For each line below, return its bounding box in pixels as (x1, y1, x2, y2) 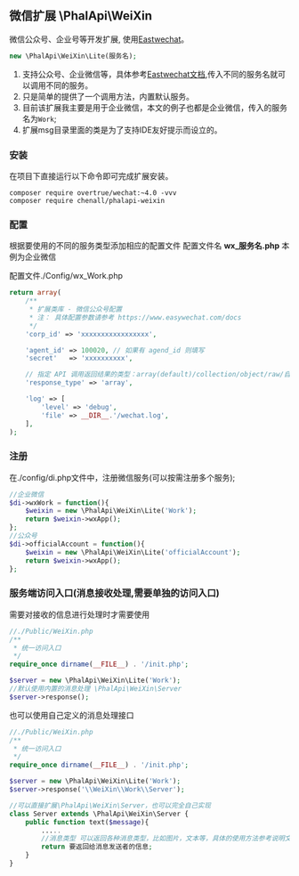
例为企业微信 (9, 252, 56, 263)
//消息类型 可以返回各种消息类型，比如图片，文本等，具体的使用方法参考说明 (41, 834, 285, 843)
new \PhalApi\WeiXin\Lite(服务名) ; (9, 52, 137, 61)
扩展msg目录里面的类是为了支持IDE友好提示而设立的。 (21, 124, 222, 135)
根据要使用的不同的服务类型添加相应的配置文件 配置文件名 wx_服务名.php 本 (9, 240, 290, 251)
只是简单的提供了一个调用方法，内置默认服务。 (21, 91, 194, 101)
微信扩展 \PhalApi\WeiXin (9, 8, 153, 24)
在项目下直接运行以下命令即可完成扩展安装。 (9, 170, 174, 181)
